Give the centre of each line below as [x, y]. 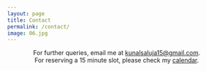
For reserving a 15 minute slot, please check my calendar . [117, 61]
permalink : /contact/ [39, 26]
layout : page [26, 14]
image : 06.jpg [28, 33]
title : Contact [29, 20]
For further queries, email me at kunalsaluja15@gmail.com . [117, 53]
